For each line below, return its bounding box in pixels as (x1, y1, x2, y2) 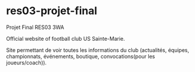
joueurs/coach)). (6, 59, 47, 66)
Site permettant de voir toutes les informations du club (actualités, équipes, (6, 46, 189, 54)
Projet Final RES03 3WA (6, 24, 64, 31)
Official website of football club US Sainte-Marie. (6, 35, 125, 42)
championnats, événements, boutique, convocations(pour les (6, 53, 155, 60)
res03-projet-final (6, 4, 97, 18)
